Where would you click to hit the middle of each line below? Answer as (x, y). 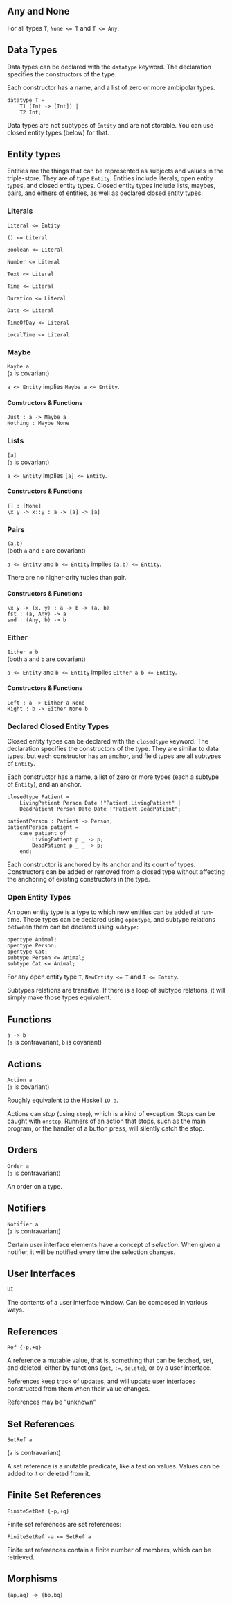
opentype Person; (32, 946)
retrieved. (21, 1557)
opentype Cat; (28, 952)
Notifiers (27, 1209)
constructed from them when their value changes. (79, 1389)
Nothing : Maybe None (38, 423)
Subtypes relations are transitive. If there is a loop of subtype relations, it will (116, 990)
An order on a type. (35, 1186)
